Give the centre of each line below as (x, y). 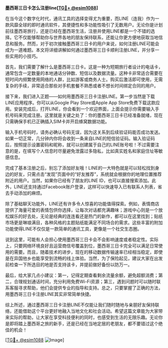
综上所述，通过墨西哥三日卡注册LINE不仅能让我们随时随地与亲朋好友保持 (80, 305)
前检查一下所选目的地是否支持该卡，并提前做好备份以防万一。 (69, 265)
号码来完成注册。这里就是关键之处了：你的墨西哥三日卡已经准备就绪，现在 (86, 115)
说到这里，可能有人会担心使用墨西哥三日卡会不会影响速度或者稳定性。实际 (82, 240)
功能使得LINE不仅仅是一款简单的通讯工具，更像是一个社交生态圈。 (73, 229)
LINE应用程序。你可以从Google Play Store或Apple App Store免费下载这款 (80, 103)
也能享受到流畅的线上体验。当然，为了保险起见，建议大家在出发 (97, 258)
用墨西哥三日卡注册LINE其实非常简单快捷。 (49, 294)
